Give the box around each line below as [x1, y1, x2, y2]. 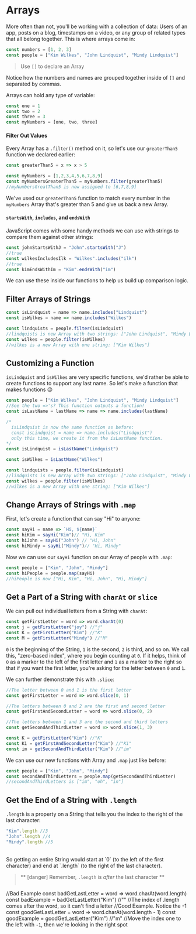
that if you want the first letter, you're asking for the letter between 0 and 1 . [6, 664, 186, 671]
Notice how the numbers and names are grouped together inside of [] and [6, 74, 185, 81]
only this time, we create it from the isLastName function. [11, 435, 163, 441]
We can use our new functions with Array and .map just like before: [6, 757, 166, 764]
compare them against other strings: [6, 234, 94, 241]
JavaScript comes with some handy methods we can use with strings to [6, 227, 179, 234]
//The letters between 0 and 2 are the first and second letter [6, 703, 166, 709]
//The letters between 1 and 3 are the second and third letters [6, 719, 168, 725]
